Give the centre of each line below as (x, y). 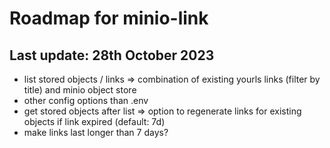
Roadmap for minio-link (109, 18)
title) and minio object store (80, 90)
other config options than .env (86, 100)
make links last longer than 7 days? (96, 132)
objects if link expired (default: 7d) (94, 121)
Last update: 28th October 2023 (112, 55)
